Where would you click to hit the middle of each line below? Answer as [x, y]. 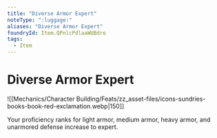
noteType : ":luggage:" [40, 20]
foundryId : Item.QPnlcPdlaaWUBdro [57, 33]
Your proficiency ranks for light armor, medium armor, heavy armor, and [109, 119]
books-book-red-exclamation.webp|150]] [66, 106]
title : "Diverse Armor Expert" [52, 13]
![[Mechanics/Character [41, 99]
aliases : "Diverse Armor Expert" [55, 26]
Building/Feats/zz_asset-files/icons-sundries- [141, 99]
